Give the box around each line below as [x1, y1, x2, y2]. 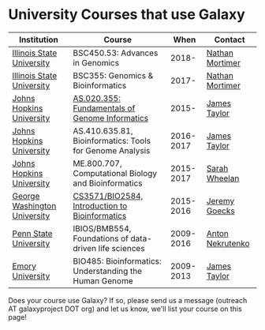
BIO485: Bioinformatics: [73, 255, 162, 266]
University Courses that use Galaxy [8, 6, 246, 24]
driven [73, 242, 97, 253]
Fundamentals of [73, 103, 136, 114]
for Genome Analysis [73, 144, 151, 156]
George [12, 190, 40, 201]
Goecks [206, 205, 235, 216]
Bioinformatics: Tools [73, 135, 151, 146]
